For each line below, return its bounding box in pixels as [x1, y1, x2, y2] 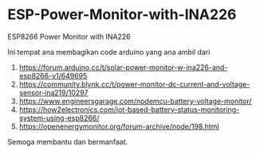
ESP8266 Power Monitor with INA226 [7, 32, 131, 41]
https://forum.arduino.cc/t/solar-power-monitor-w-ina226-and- [18, 62, 228, 72]
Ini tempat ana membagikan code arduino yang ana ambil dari [7, 47, 211, 56]
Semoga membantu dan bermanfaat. [7, 137, 128, 146]
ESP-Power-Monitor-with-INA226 [7, 6, 237, 24]
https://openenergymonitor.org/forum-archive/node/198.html [18, 121, 219, 131]
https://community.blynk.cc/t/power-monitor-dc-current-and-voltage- [18, 79, 250, 89]
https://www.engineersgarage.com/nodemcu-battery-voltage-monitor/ [18, 96, 252, 106]
